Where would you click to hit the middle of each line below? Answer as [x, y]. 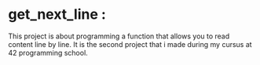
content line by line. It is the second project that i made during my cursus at [130, 44]
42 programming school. [48, 52]
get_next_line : [57, 14]
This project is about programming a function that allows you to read [119, 36]
